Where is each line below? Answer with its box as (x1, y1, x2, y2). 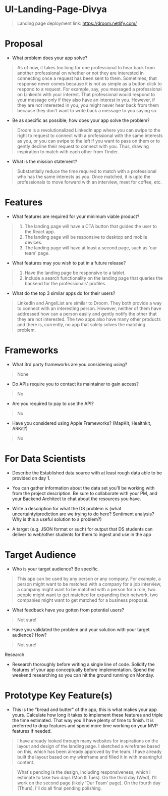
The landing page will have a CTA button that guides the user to (24, 223, 157, 229)
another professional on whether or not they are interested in (17, 70, 144, 76)
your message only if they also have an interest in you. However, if (17, 97, 155, 103)
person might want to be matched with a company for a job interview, (17, 581, 162, 587)
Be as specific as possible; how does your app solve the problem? (12, 117, 150, 123)
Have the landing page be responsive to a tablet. (24, 270, 126, 276)
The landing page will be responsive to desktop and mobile (24, 234, 147, 240)
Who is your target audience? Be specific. (12, 565, 99, 572)
